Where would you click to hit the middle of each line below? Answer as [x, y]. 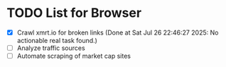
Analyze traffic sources [51, 48]
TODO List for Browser [74, 13]
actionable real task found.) [57, 41]
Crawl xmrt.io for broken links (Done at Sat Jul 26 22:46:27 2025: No [118, 32]
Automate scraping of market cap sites [74, 56]
